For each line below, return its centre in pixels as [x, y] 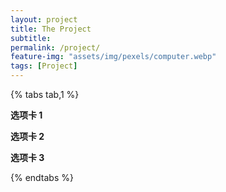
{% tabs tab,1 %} [45, 94]
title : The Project [51, 29]
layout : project [44, 19]
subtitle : [31, 38]
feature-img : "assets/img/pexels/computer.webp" [113, 57]
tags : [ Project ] [44, 66]
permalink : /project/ [55, 47]
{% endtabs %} [42, 177]
